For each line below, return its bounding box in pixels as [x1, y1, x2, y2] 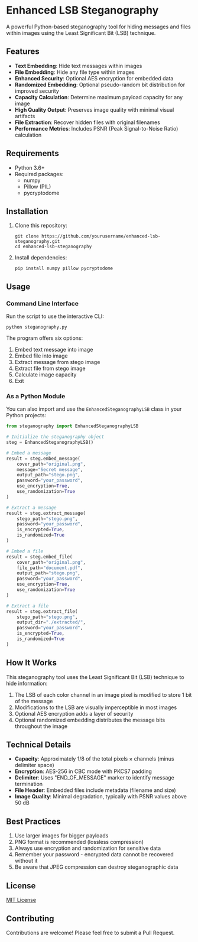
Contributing [6, 914, 54, 924]
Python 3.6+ [14, 164, 46, 171]
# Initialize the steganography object [6, 434, 105, 440]
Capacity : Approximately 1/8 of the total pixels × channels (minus [14, 755, 174, 762]
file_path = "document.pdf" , [17, 565, 83, 571]
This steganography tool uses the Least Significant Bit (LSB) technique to [6, 673, 184, 680]
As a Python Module [6, 392, 66, 400]
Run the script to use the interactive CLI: [6, 313, 105, 320]
